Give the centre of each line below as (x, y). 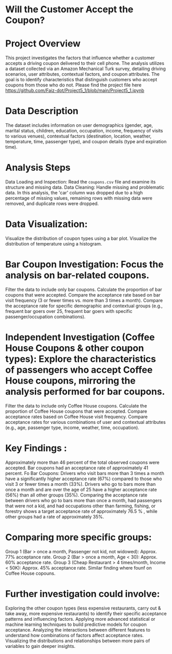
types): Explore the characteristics (81, 359)
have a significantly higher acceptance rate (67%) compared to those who (84, 479)
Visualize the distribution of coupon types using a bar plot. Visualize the (81, 238)
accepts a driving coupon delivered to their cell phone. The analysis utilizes (85, 63)
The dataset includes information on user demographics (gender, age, (79, 125)
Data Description (42, 111)
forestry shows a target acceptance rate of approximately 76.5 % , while (81, 511)
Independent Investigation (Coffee (80, 337)
